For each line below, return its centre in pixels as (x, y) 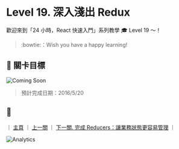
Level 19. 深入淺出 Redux (68, 12)
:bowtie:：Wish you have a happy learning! (74, 44)
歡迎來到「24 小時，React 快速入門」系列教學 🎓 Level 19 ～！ (84, 30)
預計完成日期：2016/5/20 (52, 93)
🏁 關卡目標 (26, 66)
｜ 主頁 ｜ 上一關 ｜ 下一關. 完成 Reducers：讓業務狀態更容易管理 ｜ (91, 127)
